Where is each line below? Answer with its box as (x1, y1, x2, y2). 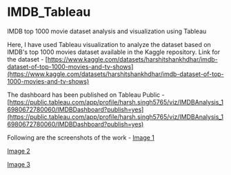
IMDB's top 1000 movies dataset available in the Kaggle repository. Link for (7, 48, 221, 56)
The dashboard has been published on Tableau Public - (7, 91, 165, 99)
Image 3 (7, 160, 31, 168)
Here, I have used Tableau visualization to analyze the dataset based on (7, 40, 212, 48)
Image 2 (7, 147, 31, 155)
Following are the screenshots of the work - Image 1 (7, 133, 155, 142)
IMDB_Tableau (7, 4, 91, 20)
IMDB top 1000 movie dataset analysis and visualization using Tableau (7, 27, 207, 35)
